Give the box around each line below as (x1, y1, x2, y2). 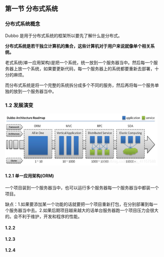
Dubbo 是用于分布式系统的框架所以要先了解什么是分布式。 (5, 32, 123, 38)
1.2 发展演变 (5, 102, 34, 109)
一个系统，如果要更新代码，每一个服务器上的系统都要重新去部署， (21, 66, 155, 71)
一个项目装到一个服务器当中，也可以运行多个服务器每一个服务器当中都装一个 (5, 185, 159, 190)
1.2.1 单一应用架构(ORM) (5, 173, 54, 179)
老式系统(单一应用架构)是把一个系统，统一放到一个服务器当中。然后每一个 (5, 59, 154, 65)
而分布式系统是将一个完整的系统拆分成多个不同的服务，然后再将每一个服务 (5, 82, 155, 88)
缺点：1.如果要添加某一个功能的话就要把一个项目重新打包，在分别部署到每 (5, 201, 154, 207)
